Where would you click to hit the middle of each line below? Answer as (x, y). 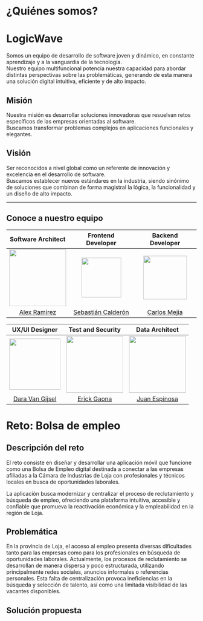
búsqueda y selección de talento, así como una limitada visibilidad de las (97, 585)
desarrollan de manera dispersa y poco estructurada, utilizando (85, 566)
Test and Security (95, 329)
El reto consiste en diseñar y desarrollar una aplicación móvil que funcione (99, 462)
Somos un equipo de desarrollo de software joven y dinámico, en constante (100, 56)
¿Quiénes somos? (52, 11)
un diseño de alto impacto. (39, 193)
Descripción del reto (45, 448)
